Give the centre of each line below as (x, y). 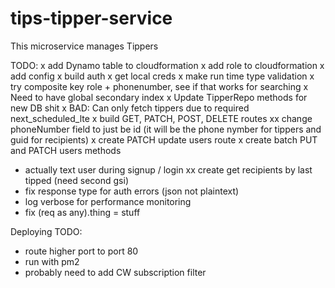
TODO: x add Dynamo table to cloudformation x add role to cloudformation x (167, 65)
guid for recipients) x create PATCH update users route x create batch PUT (164, 139)
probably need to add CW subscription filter (115, 272)
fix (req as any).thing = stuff (82, 212)
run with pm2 (52, 261)
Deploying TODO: (46, 231)
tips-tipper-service (91, 18)
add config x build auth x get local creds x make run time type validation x (162, 76)
